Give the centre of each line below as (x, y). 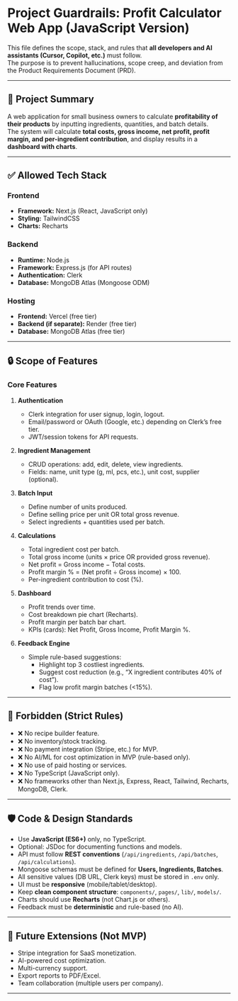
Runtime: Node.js (43, 259)
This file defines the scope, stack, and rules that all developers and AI (110, 47)
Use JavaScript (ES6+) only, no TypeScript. (82, 839)
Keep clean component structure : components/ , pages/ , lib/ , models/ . (119, 892)
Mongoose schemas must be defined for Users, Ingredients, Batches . (120, 869)
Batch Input (35, 493)
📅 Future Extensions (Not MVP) (77, 936)
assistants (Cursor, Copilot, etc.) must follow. (75, 55)
